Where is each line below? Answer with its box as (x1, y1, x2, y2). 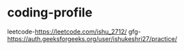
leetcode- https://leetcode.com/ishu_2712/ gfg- (7, 27, 141, 36)
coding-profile (7, 5, 92, 21)
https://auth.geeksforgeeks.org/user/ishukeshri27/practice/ (7, 34, 178, 42)
